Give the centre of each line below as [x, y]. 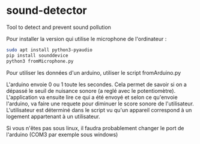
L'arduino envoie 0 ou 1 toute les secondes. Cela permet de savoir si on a [97, 84]
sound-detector [47, 11]
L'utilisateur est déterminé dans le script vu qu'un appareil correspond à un [99, 110]
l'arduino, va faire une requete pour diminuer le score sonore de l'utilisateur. [100, 104]
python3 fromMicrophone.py [40, 61]
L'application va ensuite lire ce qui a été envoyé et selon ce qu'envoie [92, 97]
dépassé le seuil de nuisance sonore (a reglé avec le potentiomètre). [91, 90]
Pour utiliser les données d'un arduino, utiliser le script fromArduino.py [94, 72]
